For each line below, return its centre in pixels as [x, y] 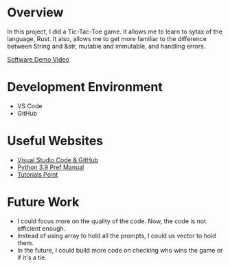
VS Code [30, 106]
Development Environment [85, 87]
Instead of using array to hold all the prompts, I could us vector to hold [116, 236]
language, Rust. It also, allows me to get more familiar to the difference [107, 38]
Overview [35, 13]
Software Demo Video [38, 59]
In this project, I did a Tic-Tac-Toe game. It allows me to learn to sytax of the [115, 31]
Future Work [43, 202]
